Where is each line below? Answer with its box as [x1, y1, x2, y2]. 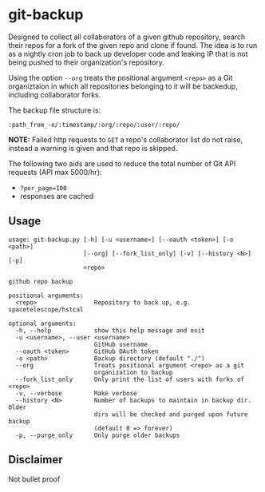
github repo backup [8, 277, 73, 285]
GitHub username [93, 340, 148, 348]
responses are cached [19, 191, 94, 200]
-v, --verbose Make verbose [15, 389, 137, 397]
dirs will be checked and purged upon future [93, 410, 248, 419]
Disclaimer [8, 453, 63, 466]
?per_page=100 [19, 184, 67, 192]
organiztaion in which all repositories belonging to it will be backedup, [8, 81, 238, 91]
